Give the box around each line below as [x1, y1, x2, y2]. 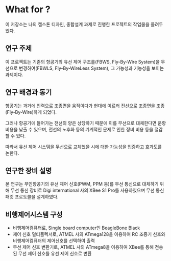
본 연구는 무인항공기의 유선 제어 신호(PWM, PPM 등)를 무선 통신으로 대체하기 [5, 181, 159, 187]
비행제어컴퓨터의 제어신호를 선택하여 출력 [12, 237, 95, 244]
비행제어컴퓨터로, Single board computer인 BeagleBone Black [12, 225, 140, 231]
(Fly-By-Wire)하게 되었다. [5, 109, 57, 115]
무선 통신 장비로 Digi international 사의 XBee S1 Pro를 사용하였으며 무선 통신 [10, 187, 164, 193]
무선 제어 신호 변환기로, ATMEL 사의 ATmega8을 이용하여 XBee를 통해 [12, 244, 154, 250]
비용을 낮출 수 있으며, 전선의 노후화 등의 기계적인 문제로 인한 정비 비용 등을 [5, 126, 154, 132]
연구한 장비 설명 [5, 166, 52, 175]
